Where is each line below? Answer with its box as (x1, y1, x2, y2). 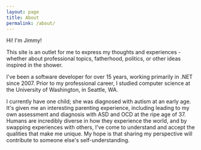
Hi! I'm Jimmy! (6, 37, 42, 44)
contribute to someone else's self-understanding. (6, 137, 130, 144)
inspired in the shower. (6, 61, 63, 69)
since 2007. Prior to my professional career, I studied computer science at (6, 80, 191, 87)
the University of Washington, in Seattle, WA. (6, 86, 119, 94)
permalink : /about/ (6, 20, 56, 26)
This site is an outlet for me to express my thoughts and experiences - (6, 49, 182, 56)
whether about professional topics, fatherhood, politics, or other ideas (6, 55, 181, 63)
